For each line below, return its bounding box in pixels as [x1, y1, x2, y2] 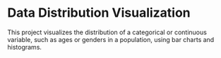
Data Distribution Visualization [7, 5, 191, 21]
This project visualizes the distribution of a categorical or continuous [7, 28, 207, 36]
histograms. [7, 43, 42, 51]
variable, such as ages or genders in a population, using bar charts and [7, 35, 215, 43]
